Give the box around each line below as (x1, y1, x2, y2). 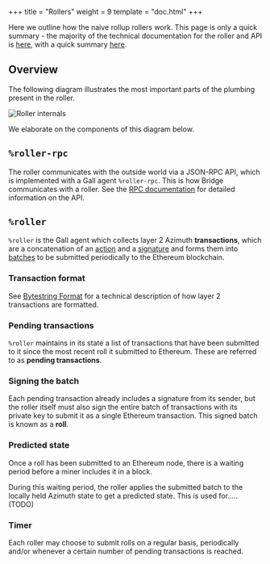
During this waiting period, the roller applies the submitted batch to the (8, 482, 243, 491)
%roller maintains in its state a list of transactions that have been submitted (8, 338, 260, 348)
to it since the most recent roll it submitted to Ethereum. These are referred (8, 347, 257, 357)
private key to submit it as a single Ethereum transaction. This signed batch (8, 411, 258, 420)
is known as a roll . (8, 420, 69, 429)
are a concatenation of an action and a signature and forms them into (8, 244, 239, 253)
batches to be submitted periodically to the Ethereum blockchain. (8, 253, 225, 262)
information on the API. (8, 193, 85, 203)
